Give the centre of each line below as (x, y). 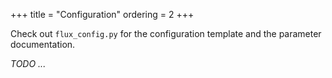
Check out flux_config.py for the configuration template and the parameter (166, 33)
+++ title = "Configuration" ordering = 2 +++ (102, 14)
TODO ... (28, 63)
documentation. (43, 44)
